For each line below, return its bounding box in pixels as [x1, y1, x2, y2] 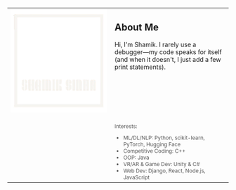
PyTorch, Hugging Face [123, 141, 181, 148]
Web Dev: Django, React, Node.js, [123, 167, 206, 175]
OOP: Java [123, 154, 150, 162]
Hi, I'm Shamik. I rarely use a [114, 40, 197, 49]
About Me [114, 22, 159, 34]
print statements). [114, 63, 166, 71]
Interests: [114, 122, 138, 130]
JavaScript [123, 174, 150, 182]
